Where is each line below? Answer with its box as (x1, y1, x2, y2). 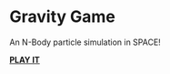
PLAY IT (9, 54, 41, 65)
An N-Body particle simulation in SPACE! (9, 37, 161, 48)
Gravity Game (9, 6, 116, 27)
